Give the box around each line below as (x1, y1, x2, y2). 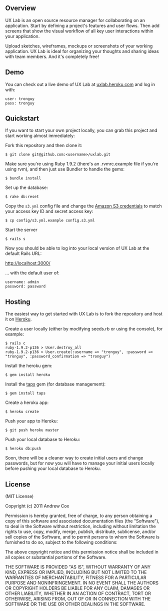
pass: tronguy (5, 100, 35, 105)
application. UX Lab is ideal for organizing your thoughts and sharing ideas (5, 48, 159, 54)
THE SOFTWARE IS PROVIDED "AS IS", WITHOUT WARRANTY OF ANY (5, 564, 151, 570)
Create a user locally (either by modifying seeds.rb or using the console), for (5, 326, 163, 332)
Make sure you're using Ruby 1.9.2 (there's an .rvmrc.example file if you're (5, 161, 158, 167)
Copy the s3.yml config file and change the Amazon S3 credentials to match (5, 203, 162, 209)
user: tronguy (5, 96, 35, 101)
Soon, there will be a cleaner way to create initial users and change (5, 455, 143, 461)
